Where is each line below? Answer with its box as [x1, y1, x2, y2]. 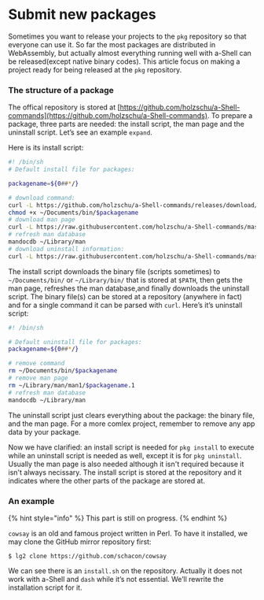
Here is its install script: [8, 143, 84, 153]
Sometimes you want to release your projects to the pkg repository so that [8, 31, 247, 41]
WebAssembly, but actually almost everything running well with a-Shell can [8, 48, 251, 57]
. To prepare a [207, 111, 253, 120]
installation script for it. [8, 583, 82, 592]
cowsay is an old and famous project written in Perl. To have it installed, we [8, 528, 248, 538]
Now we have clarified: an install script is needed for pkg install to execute [8, 443, 255, 452]
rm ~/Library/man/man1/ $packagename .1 [8, 381, 135, 389]
